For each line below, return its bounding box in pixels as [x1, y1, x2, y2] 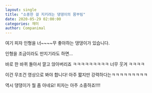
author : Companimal [5, 26, 46, 31]
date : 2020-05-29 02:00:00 [5, 16, 61, 21]
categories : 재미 [5, 21, 39, 26]
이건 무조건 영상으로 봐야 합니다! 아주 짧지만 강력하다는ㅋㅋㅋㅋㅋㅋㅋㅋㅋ [5, 72, 148, 78]
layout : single [5, 7, 37, 12]
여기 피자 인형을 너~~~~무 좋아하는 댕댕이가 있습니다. [5, 40, 110, 46]
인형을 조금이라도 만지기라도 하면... [5, 51, 73, 57]
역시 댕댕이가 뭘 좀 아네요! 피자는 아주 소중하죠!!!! [5, 83, 101, 89]
